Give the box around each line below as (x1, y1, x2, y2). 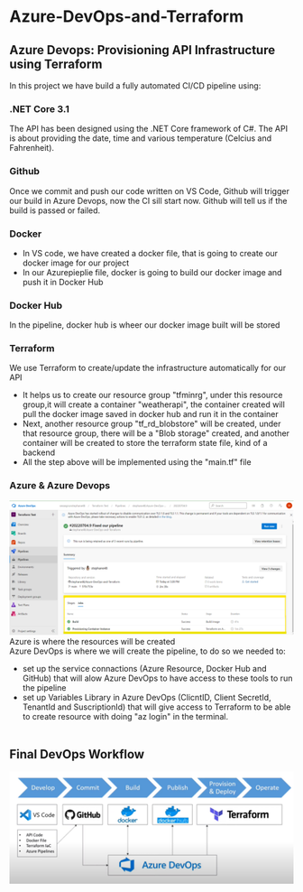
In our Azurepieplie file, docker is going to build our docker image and (22, 266, 282, 277)
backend (22, 447, 56, 458)
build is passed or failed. (9, 205, 101, 216)
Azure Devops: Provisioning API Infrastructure (9, 42, 276, 58)
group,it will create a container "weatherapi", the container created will (22, 399, 286, 410)
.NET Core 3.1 (9, 102, 69, 115)
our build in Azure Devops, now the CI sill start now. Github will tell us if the (9, 195, 288, 206)
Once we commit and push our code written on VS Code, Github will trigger (9, 185, 290, 196)
